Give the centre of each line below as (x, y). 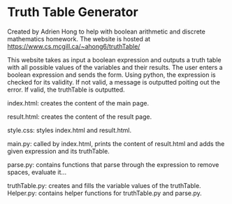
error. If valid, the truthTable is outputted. (66, 89)
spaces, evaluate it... (37, 172)
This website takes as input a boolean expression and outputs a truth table (114, 59)
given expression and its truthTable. (58, 151)
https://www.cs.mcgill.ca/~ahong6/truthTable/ (74, 46)
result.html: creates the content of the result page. (80, 117)
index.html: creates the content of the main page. (78, 103)
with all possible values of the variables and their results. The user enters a (115, 67)
